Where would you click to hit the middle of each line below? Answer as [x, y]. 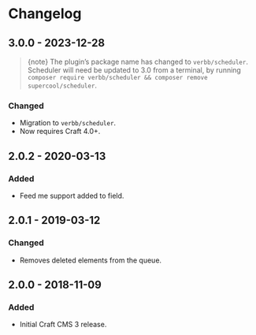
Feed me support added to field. [72, 195]
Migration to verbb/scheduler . [68, 123]
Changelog [45, 14]
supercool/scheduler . [62, 85]
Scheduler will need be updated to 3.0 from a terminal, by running [134, 70]
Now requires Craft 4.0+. [60, 132]
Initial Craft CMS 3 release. [63, 325]
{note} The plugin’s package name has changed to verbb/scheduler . [137, 61]
